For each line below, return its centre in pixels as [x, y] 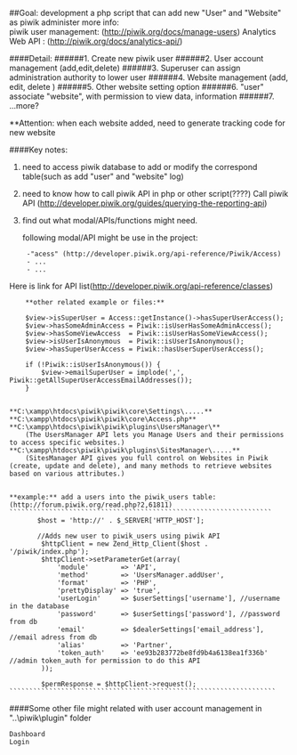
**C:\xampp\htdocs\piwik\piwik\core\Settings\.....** [111, 411]
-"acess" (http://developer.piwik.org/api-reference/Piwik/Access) [154, 254]
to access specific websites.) [67, 442]
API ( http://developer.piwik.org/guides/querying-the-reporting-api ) [144, 203]
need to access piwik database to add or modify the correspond [140, 167]
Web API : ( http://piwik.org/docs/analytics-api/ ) [96, 41]
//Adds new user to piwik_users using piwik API [128, 536]
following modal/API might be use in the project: [110, 238]
